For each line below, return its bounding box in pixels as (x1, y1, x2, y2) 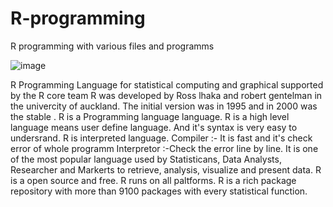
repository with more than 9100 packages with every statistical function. (10, 185, 308, 197)
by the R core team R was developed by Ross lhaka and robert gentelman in (10, 89, 323, 101)
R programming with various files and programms (10, 40, 215, 52)
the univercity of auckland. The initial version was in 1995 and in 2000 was (10, 100, 318, 112)
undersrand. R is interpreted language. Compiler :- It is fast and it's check (10, 132, 313, 144)
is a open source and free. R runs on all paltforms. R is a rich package (10, 174, 297, 186)
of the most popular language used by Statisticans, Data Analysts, (10, 153, 282, 165)
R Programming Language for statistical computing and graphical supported (10, 78, 324, 91)
